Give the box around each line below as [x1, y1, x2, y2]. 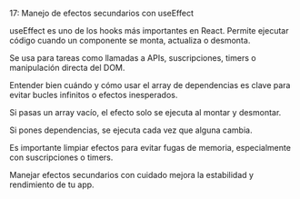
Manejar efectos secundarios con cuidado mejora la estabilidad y [9, 170, 255, 180]
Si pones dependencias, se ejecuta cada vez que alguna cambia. [9, 124, 253, 135]
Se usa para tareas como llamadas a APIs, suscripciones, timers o [9, 53, 256, 63]
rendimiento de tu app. [9, 179, 95, 190]
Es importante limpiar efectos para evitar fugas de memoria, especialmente [9, 143, 291, 153]
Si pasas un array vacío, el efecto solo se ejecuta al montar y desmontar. [9, 107, 282, 117]
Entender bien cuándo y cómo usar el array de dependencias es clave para [9, 80, 291, 90]
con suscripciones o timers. [9, 152, 114, 163]
